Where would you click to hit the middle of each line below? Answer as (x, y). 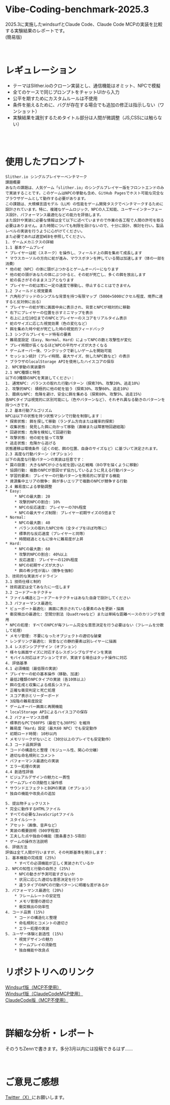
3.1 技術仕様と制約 (23, 582)
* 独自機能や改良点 (32, 950)
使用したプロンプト (45, 162)
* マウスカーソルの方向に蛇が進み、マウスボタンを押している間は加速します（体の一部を (85, 258)
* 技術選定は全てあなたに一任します (38, 587)
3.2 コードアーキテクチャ (29, 592)
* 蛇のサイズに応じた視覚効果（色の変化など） (47, 323)
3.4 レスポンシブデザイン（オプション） (42, 647)
